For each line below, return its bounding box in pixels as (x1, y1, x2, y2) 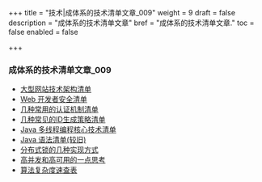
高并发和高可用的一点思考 (19, 155, 106, 165)
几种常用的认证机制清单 (19, 104, 99, 114)
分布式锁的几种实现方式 (19, 145, 99, 154)
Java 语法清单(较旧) (19, 135, 87, 145)
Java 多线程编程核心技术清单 (19, 125, 117, 134)
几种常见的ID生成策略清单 (19, 115, 106, 125)
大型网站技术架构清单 (19, 84, 91, 94)
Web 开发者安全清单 (19, 95, 87, 104)
